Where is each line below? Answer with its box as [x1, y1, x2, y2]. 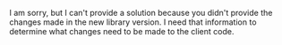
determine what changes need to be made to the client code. [9, 26, 235, 36]
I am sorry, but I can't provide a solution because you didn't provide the [9, 8, 273, 18]
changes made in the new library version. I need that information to [9, 17, 257, 27]
